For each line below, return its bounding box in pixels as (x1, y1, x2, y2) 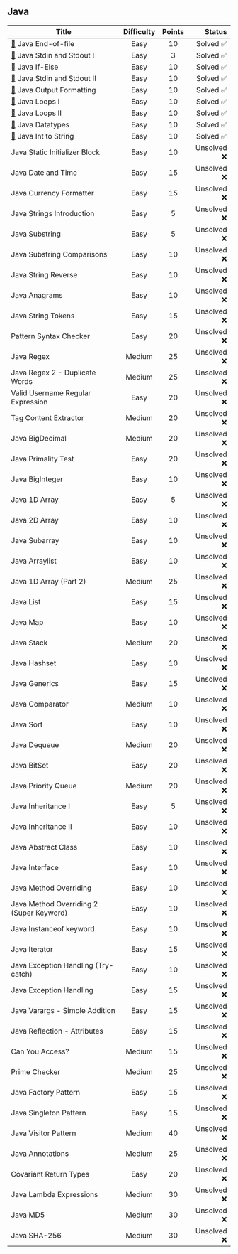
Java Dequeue (11, 739, 59, 749)
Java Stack (11, 638, 48, 648)
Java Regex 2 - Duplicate (11, 368, 96, 377)
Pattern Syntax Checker (11, 331, 91, 341)
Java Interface (11, 862, 59, 872)
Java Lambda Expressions (11, 1189, 98, 1199)
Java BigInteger (11, 474, 64, 484)
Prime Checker (11, 1066, 61, 1076)
